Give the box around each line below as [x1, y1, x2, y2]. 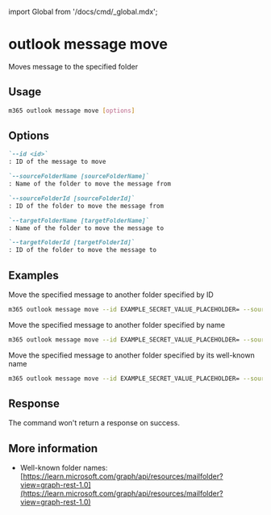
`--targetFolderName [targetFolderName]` [8, 216, 150, 224]
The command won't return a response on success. [8, 418, 180, 428]
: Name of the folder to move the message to [8, 224, 164, 232]
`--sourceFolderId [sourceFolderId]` [8, 194, 135, 203]
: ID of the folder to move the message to [8, 246, 157, 254]
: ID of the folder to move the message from [8, 202, 164, 210]
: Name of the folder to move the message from [8, 180, 172, 188]
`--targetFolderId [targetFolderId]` [8, 238, 135, 247]
